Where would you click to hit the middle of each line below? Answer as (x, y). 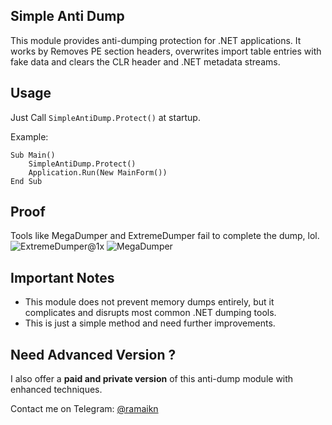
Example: (29, 136)
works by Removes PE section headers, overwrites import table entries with (166, 51)
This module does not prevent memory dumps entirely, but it (149, 302)
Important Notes (62, 277)
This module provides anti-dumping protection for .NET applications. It (156, 40)
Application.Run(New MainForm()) (98, 172)
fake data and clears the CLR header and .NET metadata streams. (145, 61)
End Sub (26, 181)
